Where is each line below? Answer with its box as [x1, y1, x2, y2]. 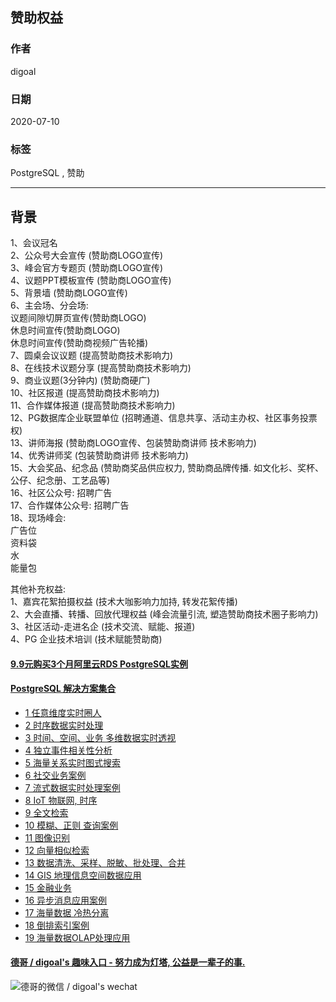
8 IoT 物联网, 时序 [24, 794, 98, 806]
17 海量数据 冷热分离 [24, 906, 110, 918]
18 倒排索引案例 [24, 919, 90, 931]
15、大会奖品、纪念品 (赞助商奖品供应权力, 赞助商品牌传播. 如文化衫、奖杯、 [10, 462, 324, 474]
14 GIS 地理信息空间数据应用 [24, 869, 142, 881]
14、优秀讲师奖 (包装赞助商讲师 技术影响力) [10, 449, 189, 462]
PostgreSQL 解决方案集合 [10, 683, 117, 695]
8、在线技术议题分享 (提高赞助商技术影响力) [10, 362, 192, 374]
